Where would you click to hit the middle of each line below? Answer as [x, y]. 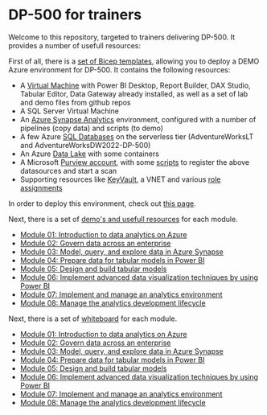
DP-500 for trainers [75, 15]
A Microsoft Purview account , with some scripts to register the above [135, 162]
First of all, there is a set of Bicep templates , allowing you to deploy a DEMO [134, 61]
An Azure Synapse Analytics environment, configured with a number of [138, 119]
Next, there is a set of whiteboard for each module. [93, 318]
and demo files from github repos [75, 102]
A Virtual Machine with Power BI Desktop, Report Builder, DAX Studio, [135, 85]
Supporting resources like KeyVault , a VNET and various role [120, 179]
